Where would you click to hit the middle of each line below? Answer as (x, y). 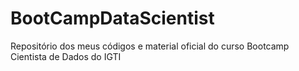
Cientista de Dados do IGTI (66, 56)
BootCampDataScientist (112, 18)
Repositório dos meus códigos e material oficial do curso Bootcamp (150, 46)
